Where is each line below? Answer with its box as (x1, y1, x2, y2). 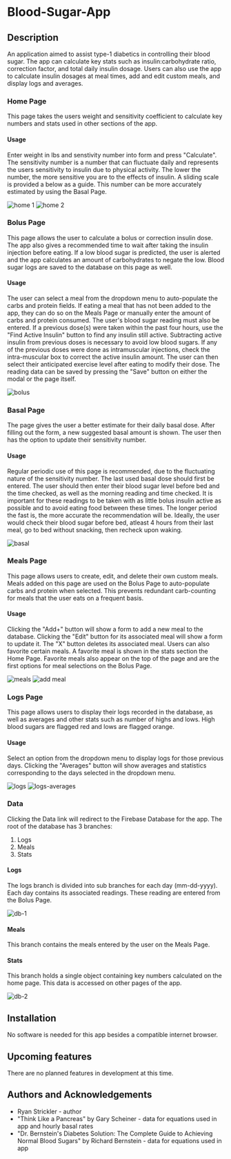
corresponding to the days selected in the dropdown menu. (7, 768, 176, 777)
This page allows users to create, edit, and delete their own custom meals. (7, 572, 219, 580)
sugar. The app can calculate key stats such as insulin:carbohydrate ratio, (7, 57, 217, 66)
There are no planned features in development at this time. (7, 1069, 174, 1078)
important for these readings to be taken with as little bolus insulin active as (7, 496, 222, 505)
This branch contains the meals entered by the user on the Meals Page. (7, 940, 210, 949)
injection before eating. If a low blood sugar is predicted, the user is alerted (7, 248, 221, 256)
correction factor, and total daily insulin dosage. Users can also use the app (7, 65, 222, 72)
